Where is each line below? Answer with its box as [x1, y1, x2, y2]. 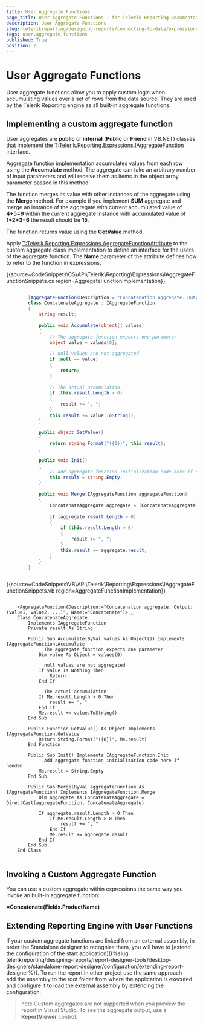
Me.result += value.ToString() [38, 710, 118, 716]
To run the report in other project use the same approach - [40, 969, 186, 976]
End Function [28, 742, 61, 748]
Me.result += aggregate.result [49, 832, 129, 838]
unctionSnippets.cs [6, 277, 54, 284]
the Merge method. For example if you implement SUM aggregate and [6, 197, 181, 204]
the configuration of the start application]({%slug [6, 950, 129, 957]
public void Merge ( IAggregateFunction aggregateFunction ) [38, 491, 188, 498]
